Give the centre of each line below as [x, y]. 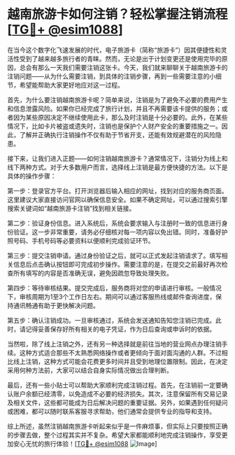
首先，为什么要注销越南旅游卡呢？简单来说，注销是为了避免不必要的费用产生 [117, 99]
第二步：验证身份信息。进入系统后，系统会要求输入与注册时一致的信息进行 [114, 223]
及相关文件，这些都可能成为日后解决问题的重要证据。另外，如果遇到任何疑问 [117, 402]
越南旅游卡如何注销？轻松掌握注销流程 [118, 14]
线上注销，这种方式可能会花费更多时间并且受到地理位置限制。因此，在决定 [120, 361]
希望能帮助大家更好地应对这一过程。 [71, 85]
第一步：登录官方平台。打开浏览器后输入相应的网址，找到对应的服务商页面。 [117, 190]
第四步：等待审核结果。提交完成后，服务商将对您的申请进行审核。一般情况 [114, 288]
